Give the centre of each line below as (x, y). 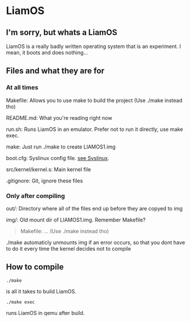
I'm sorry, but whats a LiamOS (62, 32)
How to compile (35, 267)
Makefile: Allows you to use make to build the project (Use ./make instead (94, 100)
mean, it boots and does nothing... (47, 53)
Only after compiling (36, 196)
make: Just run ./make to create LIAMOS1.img (61, 147)
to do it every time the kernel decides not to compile (68, 248)
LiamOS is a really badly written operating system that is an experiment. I (94, 46)
